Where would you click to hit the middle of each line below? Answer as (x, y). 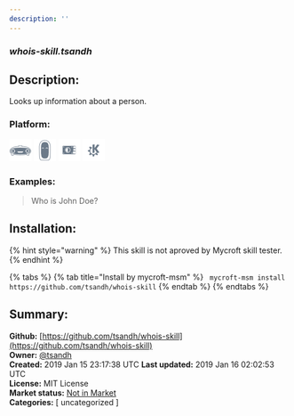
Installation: (43, 228)
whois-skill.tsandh (51, 51)
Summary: (39, 315)
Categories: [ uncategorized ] (64, 402)
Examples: (32, 181)
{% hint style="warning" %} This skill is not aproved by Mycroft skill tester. (146, 250)
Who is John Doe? (64, 200)
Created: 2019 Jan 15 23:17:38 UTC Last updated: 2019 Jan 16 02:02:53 (142, 364)
